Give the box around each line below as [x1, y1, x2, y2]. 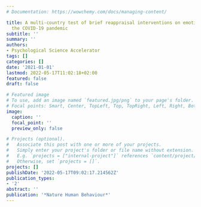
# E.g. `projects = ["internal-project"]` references [6, 153, 148, 159]
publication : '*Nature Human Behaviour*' [6, 192, 111, 198]
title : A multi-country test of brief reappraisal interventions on [6, 19, 181, 26]
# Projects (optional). [6, 136, 66, 142]
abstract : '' [6, 187, 39, 193]
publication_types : [6, 175, 55, 181]
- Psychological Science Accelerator [6, 47, 100, 54]
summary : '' [6, 37, 36, 43]
